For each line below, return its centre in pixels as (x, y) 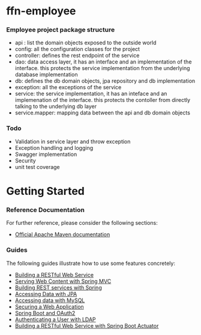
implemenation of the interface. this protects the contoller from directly (103, 100)
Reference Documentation (46, 210)
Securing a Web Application (49, 306)
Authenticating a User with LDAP (55, 319)
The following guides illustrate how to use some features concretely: (91, 263)
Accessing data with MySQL (50, 300)
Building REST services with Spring (58, 287)
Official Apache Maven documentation (62, 234)
